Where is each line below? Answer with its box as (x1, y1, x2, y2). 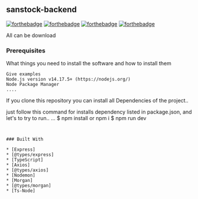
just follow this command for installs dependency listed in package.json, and (6, 108, 192, 115)
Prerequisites (6, 47, 46, 55)
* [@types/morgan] (6, 183, 51, 189)
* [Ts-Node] (6, 188, 35, 194)
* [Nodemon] (6, 173, 35, 178)
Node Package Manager (6, 82, 60, 88)
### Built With (6, 137, 44, 142)
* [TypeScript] (6, 157, 44, 163)
